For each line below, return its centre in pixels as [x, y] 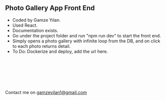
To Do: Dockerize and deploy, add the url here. [60, 51]
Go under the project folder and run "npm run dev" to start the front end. [87, 35]
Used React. [25, 25]
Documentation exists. [35, 30]
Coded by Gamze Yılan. [37, 20]
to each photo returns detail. [41, 46]
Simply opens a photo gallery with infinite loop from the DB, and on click [86, 41]
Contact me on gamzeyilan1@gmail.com [46, 92]
